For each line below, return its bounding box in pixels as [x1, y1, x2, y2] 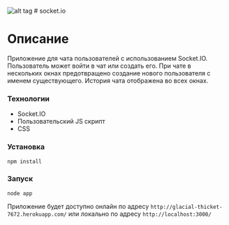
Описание [7, 31, 69, 47]
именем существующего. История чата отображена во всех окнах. [7, 76, 209, 85]
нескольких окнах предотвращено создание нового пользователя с [7, 68, 211, 77]
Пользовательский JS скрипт [17, 117, 106, 126]
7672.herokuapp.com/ [7, 210, 68, 218]
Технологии [7, 94, 50, 103]
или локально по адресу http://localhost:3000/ [68, 210, 212, 218]
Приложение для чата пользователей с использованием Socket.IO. [7, 54, 208, 62]
